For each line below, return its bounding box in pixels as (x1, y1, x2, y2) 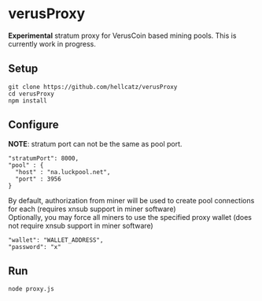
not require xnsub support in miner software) (8, 221, 153, 230)
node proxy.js (8, 285, 55, 293)
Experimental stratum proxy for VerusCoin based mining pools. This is (8, 31, 237, 40)
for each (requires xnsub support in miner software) (8, 204, 176, 214)
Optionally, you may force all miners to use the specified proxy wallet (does (8, 212, 252, 221)
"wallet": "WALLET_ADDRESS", (8, 236, 104, 244)
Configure (8, 118, 59, 132)
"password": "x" (8, 243, 61, 251)
